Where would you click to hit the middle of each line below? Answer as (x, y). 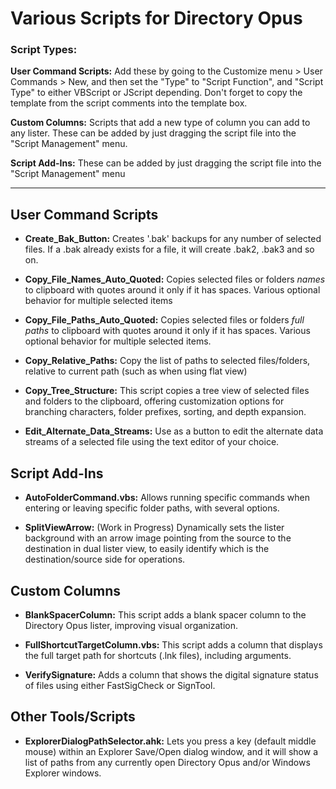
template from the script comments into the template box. (129, 103)
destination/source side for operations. (105, 559)
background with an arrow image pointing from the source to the (158, 538)
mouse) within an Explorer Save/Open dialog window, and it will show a (171, 751)
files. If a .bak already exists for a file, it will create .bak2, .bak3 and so (169, 249)
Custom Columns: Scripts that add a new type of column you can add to (160, 123)
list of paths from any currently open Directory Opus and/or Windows (167, 762)
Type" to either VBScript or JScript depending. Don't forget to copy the (156, 93)
